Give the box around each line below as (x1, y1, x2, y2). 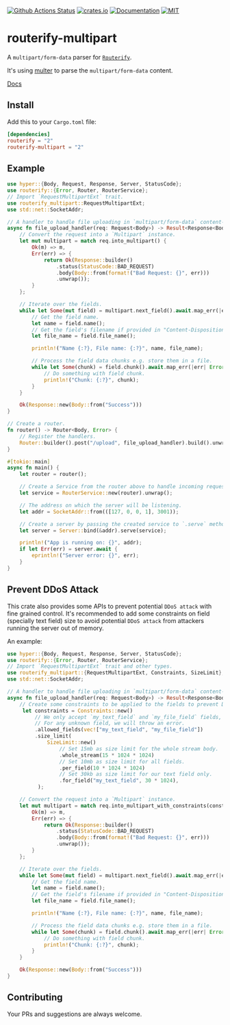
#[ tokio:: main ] (7, 458, 51, 465)
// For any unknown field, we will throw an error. (34, 720, 186, 727)
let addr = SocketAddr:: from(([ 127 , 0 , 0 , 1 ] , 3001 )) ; (19, 508, 179, 515)
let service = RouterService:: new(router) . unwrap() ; (19, 490, 173, 496)
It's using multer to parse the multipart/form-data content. (7, 66, 173, 75)
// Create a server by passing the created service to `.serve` (19, 520, 207, 527)
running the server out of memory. (7, 624, 104, 632)
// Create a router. (7, 420, 66, 427)
